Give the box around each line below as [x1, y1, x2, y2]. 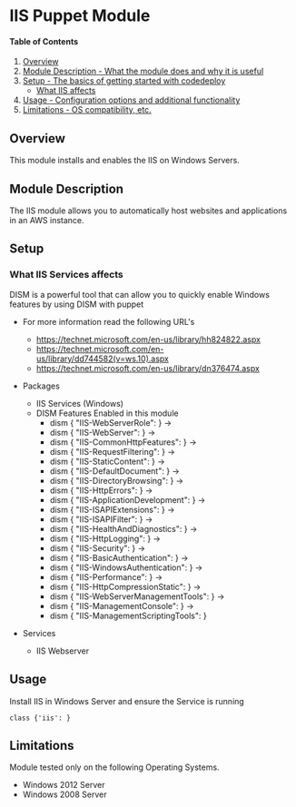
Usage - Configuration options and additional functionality [22, 94, 241, 105]
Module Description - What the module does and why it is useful [22, 65, 264, 77]
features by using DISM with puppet [9, 299, 144, 310]
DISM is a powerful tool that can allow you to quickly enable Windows [9, 289, 271, 300]
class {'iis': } [9, 714, 71, 723]
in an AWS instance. [9, 215, 84, 226]
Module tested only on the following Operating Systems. [9, 762, 220, 773]
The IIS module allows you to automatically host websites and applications [9, 205, 288, 216]
